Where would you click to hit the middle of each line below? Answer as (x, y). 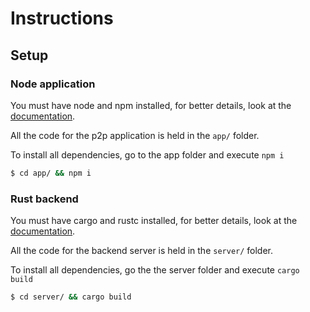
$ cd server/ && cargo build (71, 297)
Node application (53, 84)
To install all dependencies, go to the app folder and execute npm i (147, 154)
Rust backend (44, 199)
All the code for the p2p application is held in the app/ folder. (135, 135)
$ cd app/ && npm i (51, 173)
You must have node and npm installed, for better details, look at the (151, 105)
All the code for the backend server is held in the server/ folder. (142, 251)
